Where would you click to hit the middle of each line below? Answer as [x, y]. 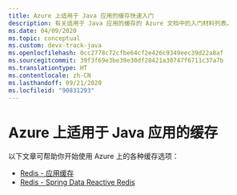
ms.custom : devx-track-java [55, 46]
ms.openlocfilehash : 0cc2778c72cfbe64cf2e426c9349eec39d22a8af [116, 53]
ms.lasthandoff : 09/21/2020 [55, 83]
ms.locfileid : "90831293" [51, 90]
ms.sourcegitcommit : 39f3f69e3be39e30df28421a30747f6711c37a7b [116, 61]
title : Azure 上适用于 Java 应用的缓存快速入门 [81, 16]
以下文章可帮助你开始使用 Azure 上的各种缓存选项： [94, 156]
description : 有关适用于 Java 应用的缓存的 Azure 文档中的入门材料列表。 [121, 23]
